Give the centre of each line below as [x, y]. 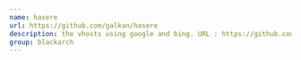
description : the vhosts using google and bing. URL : [114, 34]
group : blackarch [42, 42]
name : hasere [34, 17]
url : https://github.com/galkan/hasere [84, 26]
